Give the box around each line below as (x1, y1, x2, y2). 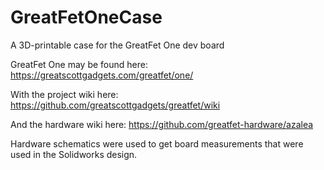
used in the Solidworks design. (10, 148, 138, 160)
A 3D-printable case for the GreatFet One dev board (10, 39, 225, 51)
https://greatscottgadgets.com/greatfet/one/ (10, 69, 194, 81)
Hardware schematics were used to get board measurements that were (10, 137, 304, 150)
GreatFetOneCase (10, 6, 163, 29)
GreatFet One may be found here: (10, 58, 148, 70)
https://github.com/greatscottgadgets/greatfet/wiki (10, 99, 221, 111)
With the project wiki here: (10, 88, 119, 100)
